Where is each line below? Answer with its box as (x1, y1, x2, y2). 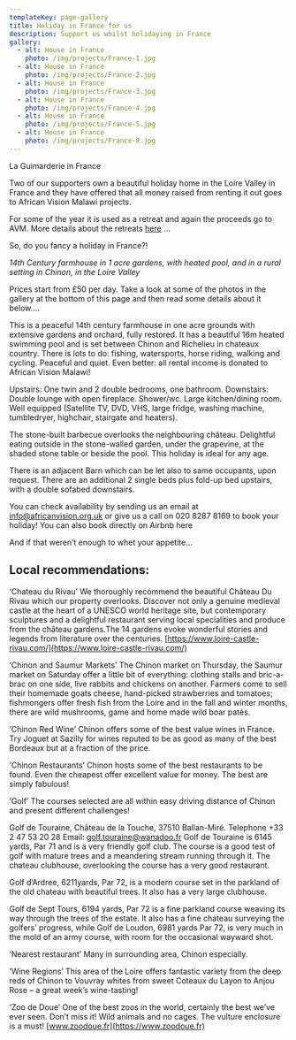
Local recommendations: (9, 562, 150, 577)
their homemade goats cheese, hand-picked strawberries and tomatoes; (9, 687, 274, 699)
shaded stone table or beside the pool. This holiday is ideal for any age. (9, 447, 269, 458)
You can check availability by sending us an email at (9, 501, 199, 511)
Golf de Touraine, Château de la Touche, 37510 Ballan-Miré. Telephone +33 (9, 822, 285, 832)
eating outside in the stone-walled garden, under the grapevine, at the (9, 439, 265, 449)
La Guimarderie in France (9, 160, 102, 171)
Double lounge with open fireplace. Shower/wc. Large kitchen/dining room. (9, 393, 283, 403)
